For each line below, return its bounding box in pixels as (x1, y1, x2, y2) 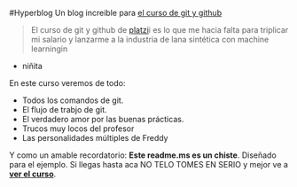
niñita (21, 61, 43, 71)
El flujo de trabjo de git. (21, 105, 108, 114)
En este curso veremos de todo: (9, 78, 126, 88)
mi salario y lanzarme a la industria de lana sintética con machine (30, 35, 270, 44)
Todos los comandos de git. (21, 95, 124, 105)
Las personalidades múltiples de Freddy (21, 133, 168, 143)
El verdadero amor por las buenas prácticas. (21, 114, 184, 124)
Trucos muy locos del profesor (21, 123, 135, 134)
